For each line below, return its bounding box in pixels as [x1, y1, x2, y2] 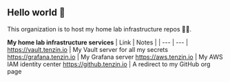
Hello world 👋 [7, 7, 65, 18]
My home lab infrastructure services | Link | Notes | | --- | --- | [7, 38, 188, 46]
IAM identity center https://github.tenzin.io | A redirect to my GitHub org [7, 59, 211, 68]
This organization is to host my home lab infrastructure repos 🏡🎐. [7, 25, 191, 33]
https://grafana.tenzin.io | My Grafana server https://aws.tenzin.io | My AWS [7, 53, 223, 61]
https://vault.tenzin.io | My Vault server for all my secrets [7, 45, 169, 53]
